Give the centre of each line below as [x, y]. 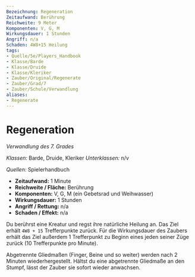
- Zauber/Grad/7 [26, 84]
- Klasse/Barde [25, 61]
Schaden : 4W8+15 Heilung [37, 45]
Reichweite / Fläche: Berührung [54, 187]
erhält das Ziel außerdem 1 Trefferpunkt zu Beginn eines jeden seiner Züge [97, 236]
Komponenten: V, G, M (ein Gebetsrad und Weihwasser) [84, 194]
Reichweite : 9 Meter [32, 23]
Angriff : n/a [22, 39]
